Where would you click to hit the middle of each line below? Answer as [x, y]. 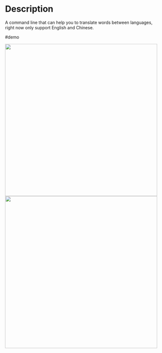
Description [29, 9]
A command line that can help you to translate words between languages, [79, 22]
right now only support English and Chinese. [49, 27]
